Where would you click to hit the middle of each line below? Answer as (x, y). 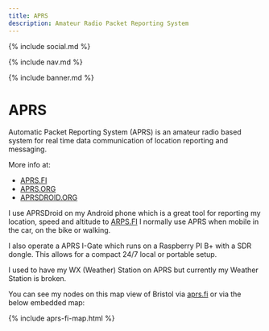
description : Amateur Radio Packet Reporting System (99, 23)
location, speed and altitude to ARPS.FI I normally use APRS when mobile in (134, 221)
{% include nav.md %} (46, 62)
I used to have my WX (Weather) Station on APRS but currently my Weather (134, 270)
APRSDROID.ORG (49, 197)
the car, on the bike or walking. (60, 230)
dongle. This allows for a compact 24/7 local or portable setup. (113, 254)
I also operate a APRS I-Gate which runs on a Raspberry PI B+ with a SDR (130, 246)
